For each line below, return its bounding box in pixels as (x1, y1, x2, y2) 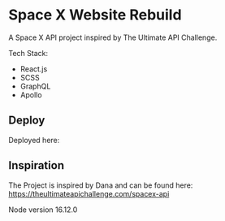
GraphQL (19, 81, 51, 91)
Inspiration (8, 158, 65, 172)
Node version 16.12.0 (8, 205, 78, 214)
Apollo (19, 89, 42, 99)
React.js (19, 63, 48, 74)
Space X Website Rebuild (8, 6, 182, 24)
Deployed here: (8, 135, 60, 145)
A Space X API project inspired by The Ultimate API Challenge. (8, 32, 218, 42)
